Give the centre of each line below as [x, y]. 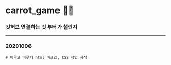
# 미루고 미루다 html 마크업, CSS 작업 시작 [46, 57]
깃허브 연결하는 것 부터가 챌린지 [41, 27]
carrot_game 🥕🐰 [40, 10]
